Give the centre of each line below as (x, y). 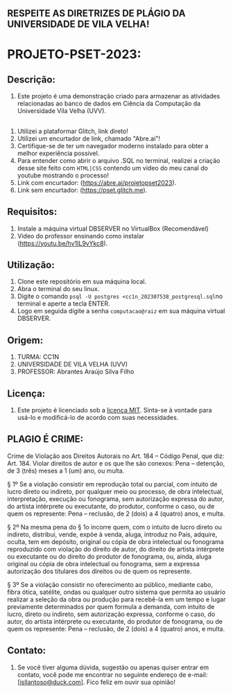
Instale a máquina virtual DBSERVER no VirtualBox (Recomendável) (113, 228)
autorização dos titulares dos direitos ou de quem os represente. (100, 571)
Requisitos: (32, 212)
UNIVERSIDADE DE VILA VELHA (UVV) (72, 365)
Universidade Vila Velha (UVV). (61, 111)
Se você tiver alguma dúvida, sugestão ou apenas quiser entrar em (113, 667)
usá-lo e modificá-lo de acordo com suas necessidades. (98, 418)
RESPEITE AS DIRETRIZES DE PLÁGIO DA (96, 14)
